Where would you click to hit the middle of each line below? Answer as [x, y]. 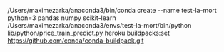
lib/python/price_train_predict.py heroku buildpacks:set [88, 33]
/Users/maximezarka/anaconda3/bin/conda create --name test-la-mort [112, 10]
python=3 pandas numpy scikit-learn [62, 18]
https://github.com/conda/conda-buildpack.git [76, 41]
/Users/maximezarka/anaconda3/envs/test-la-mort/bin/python [100, 25]
